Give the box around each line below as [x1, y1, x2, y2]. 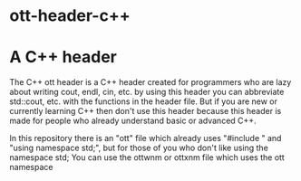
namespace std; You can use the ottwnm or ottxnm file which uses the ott [9, 152, 286, 163]
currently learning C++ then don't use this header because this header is [9, 106, 282, 117]
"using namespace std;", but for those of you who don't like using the [9, 142, 269, 154]
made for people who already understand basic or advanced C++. [9, 115, 257, 127]
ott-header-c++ [9, 5, 131, 26]
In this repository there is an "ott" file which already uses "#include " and [9, 133, 282, 144]
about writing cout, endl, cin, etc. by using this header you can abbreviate [9, 87, 285, 98]
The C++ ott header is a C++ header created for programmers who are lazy [9, 77, 292, 88]
